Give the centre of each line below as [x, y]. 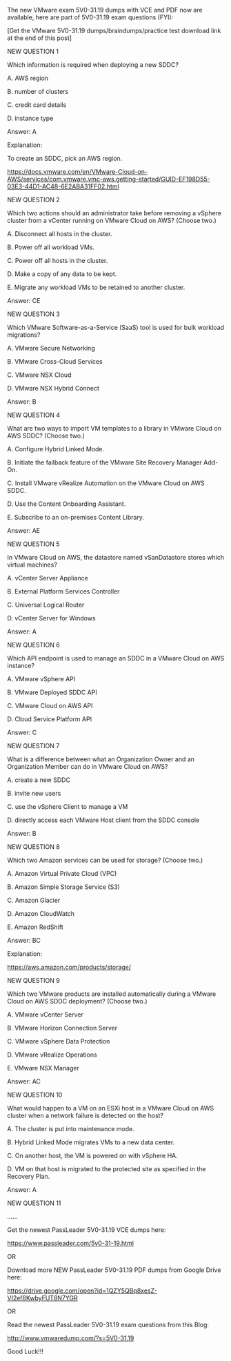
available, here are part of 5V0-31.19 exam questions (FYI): [90, 17]
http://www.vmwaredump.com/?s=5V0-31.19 [71, 1338]
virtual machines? [32, 565]
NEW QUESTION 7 [33, 746]
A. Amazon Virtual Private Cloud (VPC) [62, 873]
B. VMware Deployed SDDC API [52, 692]
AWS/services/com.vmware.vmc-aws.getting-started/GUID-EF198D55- [109, 179]
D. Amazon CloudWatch [41, 913]
